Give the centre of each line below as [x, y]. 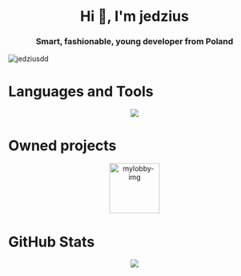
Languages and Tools [81, 91]
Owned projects [62, 146]
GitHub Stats [52, 242]
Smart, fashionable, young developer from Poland [135, 42]
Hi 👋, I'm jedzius [135, 16]
